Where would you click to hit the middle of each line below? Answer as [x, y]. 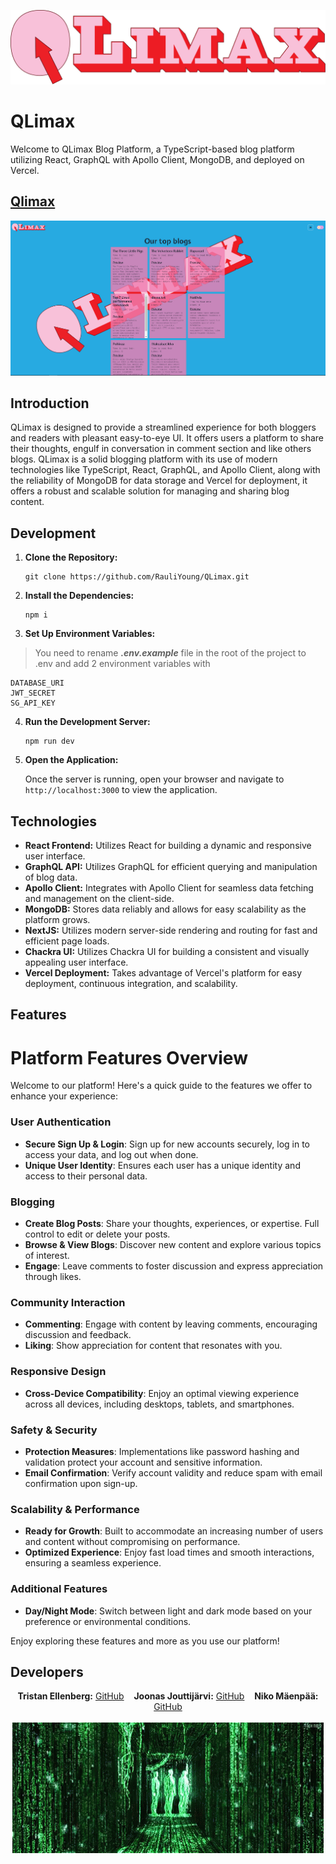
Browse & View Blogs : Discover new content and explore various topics [173, 1245]
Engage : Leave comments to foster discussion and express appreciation [174, 1266]
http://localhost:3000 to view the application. [121, 790]
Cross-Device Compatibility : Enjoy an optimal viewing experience [162, 1393]
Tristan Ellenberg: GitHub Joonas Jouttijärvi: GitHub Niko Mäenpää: [168, 1696]
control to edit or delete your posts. [97, 1234]
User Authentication [61, 1122]
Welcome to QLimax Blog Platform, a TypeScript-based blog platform [152, 149]
